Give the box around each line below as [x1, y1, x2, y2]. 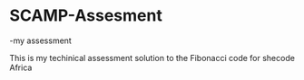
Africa [9, 62, 33, 73]
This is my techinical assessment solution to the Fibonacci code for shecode [9, 52, 295, 63]
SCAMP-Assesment [9, 5, 163, 26]
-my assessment [9, 35, 73, 46]
